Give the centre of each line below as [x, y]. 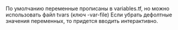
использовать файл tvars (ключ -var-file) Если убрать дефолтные [89, 15]
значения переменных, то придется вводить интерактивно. [82, 21]
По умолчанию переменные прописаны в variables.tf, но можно [88, 9]
